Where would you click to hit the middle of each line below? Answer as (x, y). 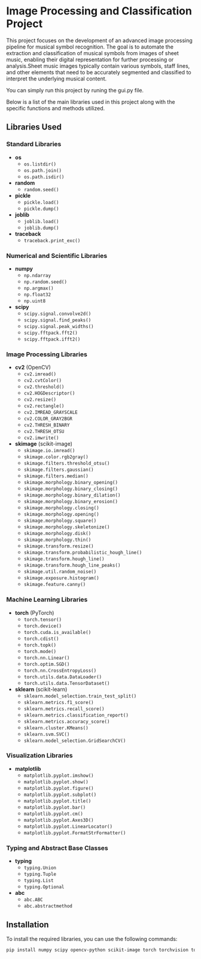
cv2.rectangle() (44, 406)
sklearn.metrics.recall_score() (64, 709)
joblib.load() (41, 221)
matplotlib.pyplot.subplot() (60, 795)
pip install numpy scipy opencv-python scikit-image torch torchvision (97, 950)
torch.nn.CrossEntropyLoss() (60, 671)
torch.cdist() (41, 639)
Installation (28, 925)
